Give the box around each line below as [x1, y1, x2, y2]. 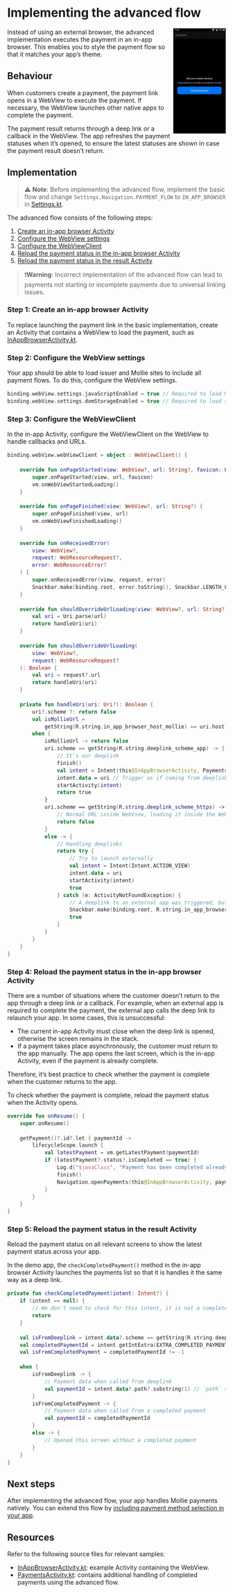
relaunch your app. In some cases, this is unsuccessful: [7, 1013, 166, 1021]
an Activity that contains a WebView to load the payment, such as [7, 328, 194, 337]
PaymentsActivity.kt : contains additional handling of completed [17, 1571, 198, 1579]
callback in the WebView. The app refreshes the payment [7, 131, 171, 140]
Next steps [7, 1478, 55, 1489]
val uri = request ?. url [32, 672, 101, 679]
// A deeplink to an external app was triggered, [69, 899, 216, 906]
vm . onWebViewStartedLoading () [32, 481, 119, 488]
